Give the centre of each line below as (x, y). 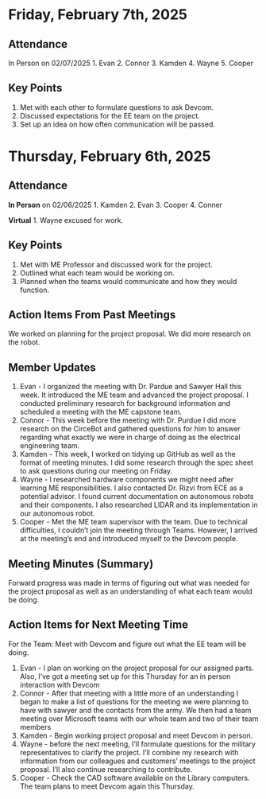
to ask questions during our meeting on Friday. (96, 471)
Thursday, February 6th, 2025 (110, 156)
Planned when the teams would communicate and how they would (128, 281)
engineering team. (50, 446)
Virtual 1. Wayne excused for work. (66, 220)
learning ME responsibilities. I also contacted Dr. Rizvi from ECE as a (131, 488)
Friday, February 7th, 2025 (98, 15)
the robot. (24, 342)
